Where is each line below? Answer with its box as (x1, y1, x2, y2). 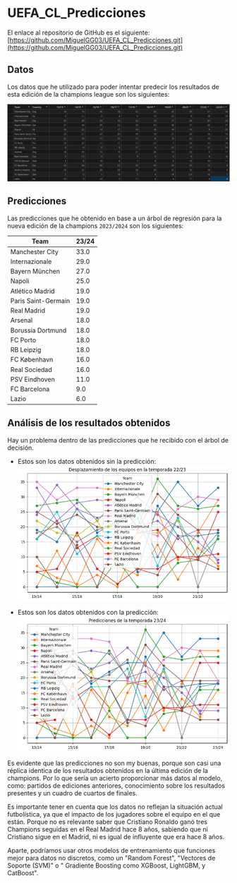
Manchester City (10, 247, 59, 256)
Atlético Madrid (10, 287, 55, 295)
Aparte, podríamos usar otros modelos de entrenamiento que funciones (7, 846, 216, 855)
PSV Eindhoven (10, 375, 55, 383)
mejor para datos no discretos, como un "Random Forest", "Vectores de (7, 854, 216, 863)
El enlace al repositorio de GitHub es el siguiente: (7, 28, 150, 37)
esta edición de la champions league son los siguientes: (7, 90, 170, 98)
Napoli (10, 277, 30, 285)
